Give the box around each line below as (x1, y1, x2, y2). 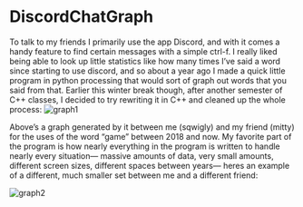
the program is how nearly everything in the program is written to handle (9, 141, 281, 152)
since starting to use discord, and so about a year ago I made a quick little (9, 65, 286, 76)
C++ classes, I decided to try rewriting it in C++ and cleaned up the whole (9, 94, 286, 105)
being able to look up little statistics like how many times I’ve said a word (9, 55, 281, 66)
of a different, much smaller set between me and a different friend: (9, 170, 259, 181)
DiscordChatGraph (9, 6, 154, 27)
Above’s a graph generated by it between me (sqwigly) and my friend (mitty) (9, 121, 295, 133)
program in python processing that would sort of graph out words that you (9, 74, 288, 85)
